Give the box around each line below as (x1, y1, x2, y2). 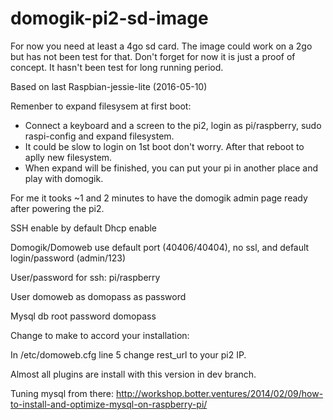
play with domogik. (24, 172, 104, 184)
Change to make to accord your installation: (10, 329, 190, 341)
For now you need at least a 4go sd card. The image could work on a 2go (10, 40, 313, 52)
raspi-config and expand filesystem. (24, 130, 175, 142)
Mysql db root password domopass (10, 310, 157, 322)
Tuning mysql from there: (10, 387, 115, 399)
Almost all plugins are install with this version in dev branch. (10, 368, 257, 380)
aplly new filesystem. (24, 151, 113, 163)
